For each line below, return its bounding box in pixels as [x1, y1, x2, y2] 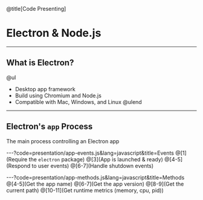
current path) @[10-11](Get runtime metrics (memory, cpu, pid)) [6, 187, 164, 194]
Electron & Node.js [6, 27, 101, 40]
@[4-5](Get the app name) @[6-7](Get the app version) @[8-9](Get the [6, 180, 184, 187]
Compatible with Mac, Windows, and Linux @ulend [14, 98, 142, 105]
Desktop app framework [14, 85, 76, 92]
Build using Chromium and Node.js [14, 92, 101, 99]
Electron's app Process [6, 121, 93, 132]
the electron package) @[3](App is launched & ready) [28, 155, 163, 163]
